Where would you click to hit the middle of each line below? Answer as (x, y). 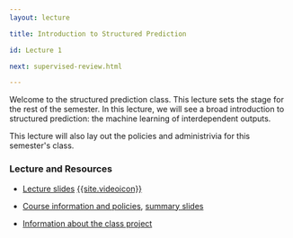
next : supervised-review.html (66, 66)
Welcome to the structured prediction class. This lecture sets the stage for (147, 100)
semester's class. (42, 145)
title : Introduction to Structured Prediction (98, 34)
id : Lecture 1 (36, 50)
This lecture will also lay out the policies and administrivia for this (129, 137)
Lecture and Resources (61, 169)
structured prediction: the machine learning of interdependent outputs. (140, 119)
